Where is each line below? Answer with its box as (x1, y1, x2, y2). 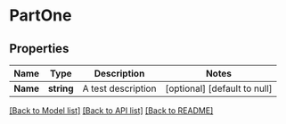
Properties (9, 41, 69, 56)
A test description (82, 82, 157, 95)
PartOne (9, 5, 72, 26)
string (47, 82, 74, 95)
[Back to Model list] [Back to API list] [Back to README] (9, 105, 214, 116)
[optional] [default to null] (164, 82, 274, 95)
